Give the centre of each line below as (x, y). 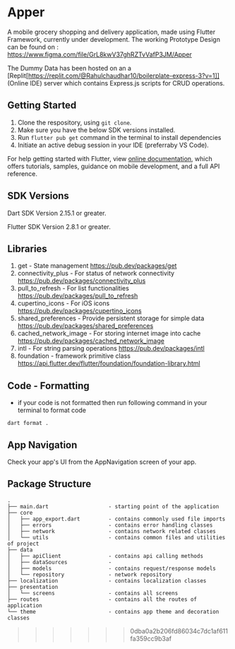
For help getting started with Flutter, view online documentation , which (110, 158)
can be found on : (33, 47)
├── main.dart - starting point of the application (113, 506)
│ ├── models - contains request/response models (112, 568)
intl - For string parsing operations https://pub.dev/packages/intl (111, 349)
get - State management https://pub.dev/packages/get (97, 266)
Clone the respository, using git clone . (74, 122)
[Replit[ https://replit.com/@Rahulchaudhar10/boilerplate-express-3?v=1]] (114, 76)
